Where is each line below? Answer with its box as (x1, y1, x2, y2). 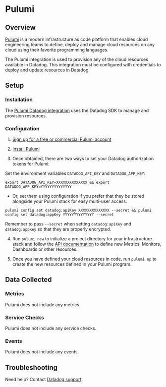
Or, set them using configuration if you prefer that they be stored (12, 193, 145, 199)
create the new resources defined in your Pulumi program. (12, 261, 132, 267)
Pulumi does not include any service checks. (5, 325, 97, 331)
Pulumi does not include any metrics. (5, 301, 81, 308)
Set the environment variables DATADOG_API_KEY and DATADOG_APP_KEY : (5, 170, 146, 176)
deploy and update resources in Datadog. (5, 67, 90, 73)
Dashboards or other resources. (12, 246, 78, 252)
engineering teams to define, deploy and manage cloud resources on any (5, 42, 155, 48)
